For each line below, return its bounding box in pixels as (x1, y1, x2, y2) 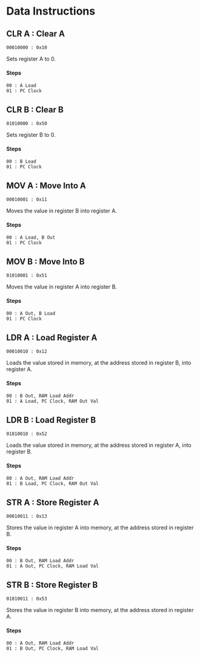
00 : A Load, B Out (6, 235, 56, 241)
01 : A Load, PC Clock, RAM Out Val (6, 398, 99, 405)
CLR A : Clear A (6, 29, 65, 39)
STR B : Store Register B (6, 579, 98, 590)
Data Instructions (6, 4, 96, 18)
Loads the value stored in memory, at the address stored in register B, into (6, 359, 192, 366)
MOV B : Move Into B (6, 256, 85, 267)
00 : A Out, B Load (6, 311, 56, 317)
